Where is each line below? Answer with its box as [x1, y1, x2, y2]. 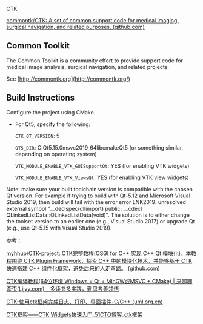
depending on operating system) [15, 150, 97, 157]
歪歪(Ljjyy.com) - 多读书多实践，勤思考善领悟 [6, 285, 119, 293]
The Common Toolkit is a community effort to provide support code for [6, 57, 184, 64]
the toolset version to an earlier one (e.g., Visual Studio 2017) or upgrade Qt [6, 217, 195, 225]
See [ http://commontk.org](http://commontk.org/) [6, 75, 130, 82]
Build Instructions [6, 93, 75, 103]
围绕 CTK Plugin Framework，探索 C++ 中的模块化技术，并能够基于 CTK [11, 257, 193, 264]
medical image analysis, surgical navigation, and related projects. [6, 63, 170, 70]
